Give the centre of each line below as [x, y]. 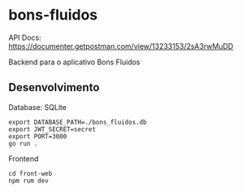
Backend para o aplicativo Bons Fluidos [74, 62]
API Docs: [25, 37]
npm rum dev [28, 181]
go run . [23, 143]
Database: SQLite [38, 107]
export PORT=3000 [38, 136]
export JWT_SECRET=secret [52, 129]
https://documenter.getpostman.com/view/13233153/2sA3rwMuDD [121, 46]
